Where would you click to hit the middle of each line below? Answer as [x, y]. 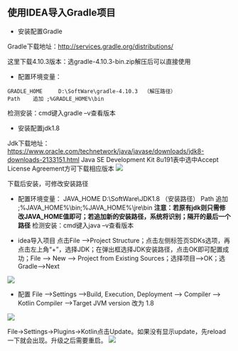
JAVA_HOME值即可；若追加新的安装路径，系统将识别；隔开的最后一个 [127, 216]
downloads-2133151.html [43, 159]
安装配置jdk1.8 [39, 128]
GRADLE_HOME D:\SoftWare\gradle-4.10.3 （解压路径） [92, 91]
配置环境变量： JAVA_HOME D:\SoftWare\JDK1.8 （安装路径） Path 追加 [123, 198]
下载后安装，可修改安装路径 [48, 183]
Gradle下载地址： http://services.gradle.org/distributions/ [91, 46]
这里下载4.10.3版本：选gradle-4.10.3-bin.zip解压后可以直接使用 [99, 61]
